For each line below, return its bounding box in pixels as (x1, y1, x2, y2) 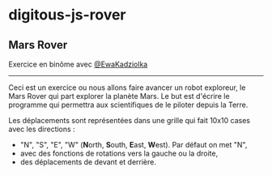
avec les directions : (8, 124, 75, 134)
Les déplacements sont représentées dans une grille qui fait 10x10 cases (8, 116, 251, 125)
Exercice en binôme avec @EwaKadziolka (8, 59, 148, 69)
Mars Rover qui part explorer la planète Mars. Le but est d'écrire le (8, 92, 230, 100)
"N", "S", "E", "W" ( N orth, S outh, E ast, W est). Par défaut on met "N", (19, 140, 248, 149)
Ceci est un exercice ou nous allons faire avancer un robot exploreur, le (8, 83, 246, 92)
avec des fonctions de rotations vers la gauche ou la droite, (19, 148, 219, 158)
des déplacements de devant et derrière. (19, 157, 156, 167)
